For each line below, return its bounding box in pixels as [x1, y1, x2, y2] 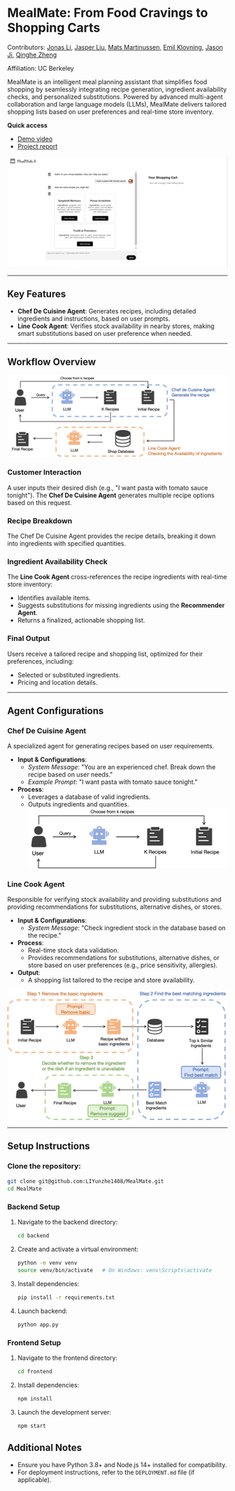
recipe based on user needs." [27, 770, 113, 779]
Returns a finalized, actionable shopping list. [17, 616, 145, 625]
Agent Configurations [7, 705, 104, 717]
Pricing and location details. [17, 678, 98, 687]
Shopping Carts [7, 20, 101, 36]
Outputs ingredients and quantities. [27, 800, 129, 809]
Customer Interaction [7, 468, 82, 478]
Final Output [7, 633, 50, 643]
